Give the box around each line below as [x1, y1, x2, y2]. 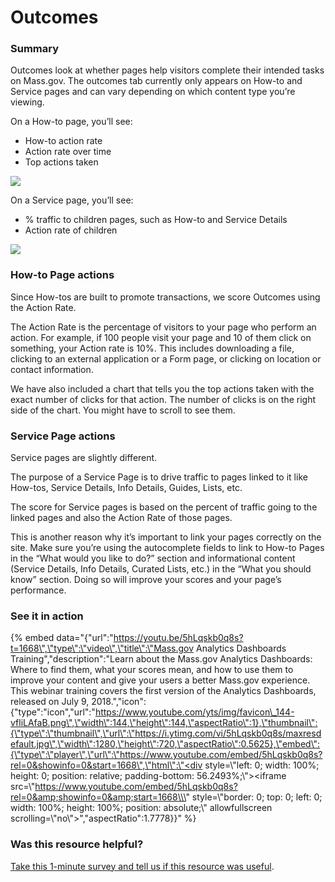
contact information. [10, 363, 94, 375]
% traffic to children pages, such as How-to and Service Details [24, 214, 288, 226]
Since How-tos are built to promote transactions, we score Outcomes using [10, 291, 321, 303]
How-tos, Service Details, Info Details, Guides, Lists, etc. [10, 482, 243, 494]
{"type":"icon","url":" [10, 706, 96, 718]
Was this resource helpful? [10, 837, 144, 851]
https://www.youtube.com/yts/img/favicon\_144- [94, 706, 295, 718]
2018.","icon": [91, 696, 147, 708]
